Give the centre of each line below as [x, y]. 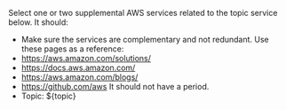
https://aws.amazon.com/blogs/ [79, 77]
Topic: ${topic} [48, 96]
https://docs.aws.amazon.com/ [78, 67]
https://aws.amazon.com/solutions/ [86, 58]
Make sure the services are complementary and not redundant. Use [145, 39]
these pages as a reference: [72, 49]
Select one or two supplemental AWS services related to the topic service [143, 13]
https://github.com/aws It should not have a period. [115, 86]
